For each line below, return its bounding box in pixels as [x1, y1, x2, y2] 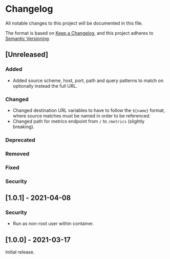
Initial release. [5, 249, 35, 255]
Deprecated [5, 136, 36, 144]
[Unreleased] [5, 50, 49, 59]
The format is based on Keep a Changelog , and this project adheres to [5, 30, 154, 36]
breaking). [12, 124, 35, 130]
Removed [5, 150, 30, 157]
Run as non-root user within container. [12, 221, 94, 227]
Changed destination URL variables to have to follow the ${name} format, [12, 107, 165, 113]
